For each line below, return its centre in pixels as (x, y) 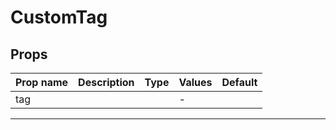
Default (239, 82)
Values (195, 82)
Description (106, 82)
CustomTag (59, 17)
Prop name (42, 82)
